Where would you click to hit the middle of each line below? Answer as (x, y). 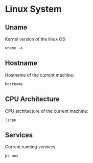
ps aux (12, 156)
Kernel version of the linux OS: (36, 39)
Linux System (34, 9)
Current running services (30, 147)
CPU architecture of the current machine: (47, 111)
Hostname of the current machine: (40, 75)
